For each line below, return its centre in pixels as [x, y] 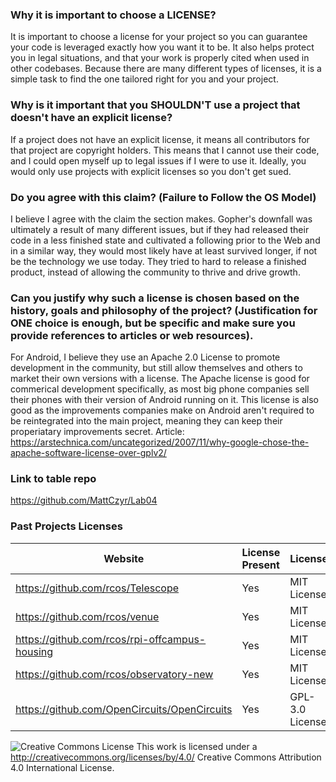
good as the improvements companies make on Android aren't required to [162, 410]
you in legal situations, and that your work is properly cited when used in [160, 58]
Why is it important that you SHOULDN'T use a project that [155, 105]
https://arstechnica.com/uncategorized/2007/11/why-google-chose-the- [160, 442]
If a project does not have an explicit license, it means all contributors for [160, 139]
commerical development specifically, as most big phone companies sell [160, 389]
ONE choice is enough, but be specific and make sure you [153, 323]
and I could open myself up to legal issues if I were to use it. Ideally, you [158, 160]
